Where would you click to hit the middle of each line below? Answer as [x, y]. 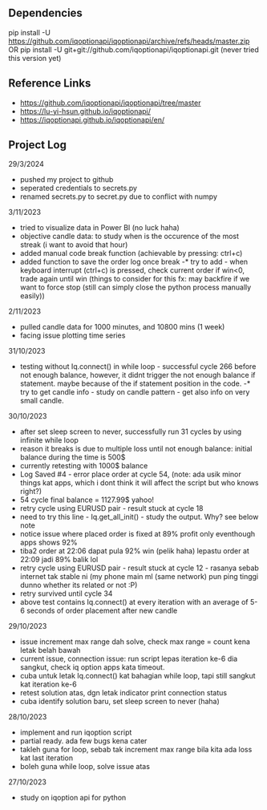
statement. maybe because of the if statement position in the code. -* [135, 383]
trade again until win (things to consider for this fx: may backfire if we [135, 279]
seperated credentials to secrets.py [79, 188]
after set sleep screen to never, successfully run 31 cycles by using [131, 431]
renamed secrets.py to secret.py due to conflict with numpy [119, 196]
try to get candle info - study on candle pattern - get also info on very [135, 392]
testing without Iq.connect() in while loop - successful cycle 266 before [138, 367]
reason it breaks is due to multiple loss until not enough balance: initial [136, 449]
